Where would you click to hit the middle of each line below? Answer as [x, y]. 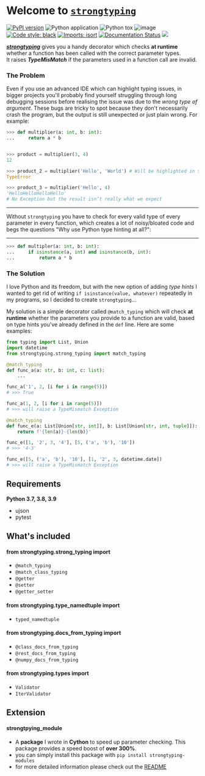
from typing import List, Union [47, 343]
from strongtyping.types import [48, 673]
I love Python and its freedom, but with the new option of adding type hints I [102, 287]
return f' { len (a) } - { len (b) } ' [54, 432]
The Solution [26, 274]
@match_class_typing [41, 572]
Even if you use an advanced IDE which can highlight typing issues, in [94, 89]
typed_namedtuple [37, 619]
